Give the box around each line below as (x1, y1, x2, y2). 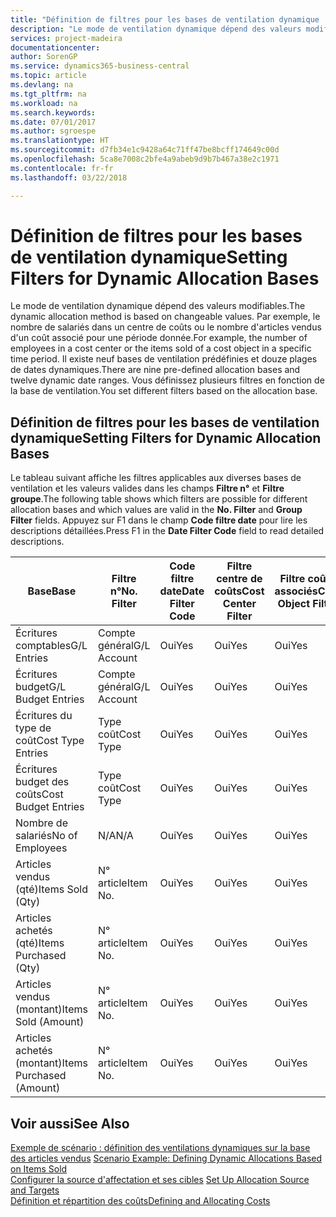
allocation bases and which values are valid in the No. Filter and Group (10, 504, 303, 516)
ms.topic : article (10, 71, 87, 81)
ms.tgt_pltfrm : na (10, 89, 87, 99)
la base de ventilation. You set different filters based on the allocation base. (10, 385, 318, 397)
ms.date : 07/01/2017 (10, 117, 97, 127)
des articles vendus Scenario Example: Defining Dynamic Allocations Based (10, 1152, 323, 1165)
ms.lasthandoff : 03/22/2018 (10, 172, 128, 183)
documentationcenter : (10, 42, 101, 53)
